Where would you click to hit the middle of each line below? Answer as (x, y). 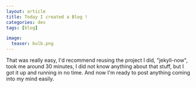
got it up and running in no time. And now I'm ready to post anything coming (98, 73)
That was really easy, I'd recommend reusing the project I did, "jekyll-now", (97, 60)
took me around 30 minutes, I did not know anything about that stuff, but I (95, 66)
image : (14, 38)
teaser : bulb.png (33, 44)
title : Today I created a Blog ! (47, 17)
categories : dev (26, 22)
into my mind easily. (30, 79)
